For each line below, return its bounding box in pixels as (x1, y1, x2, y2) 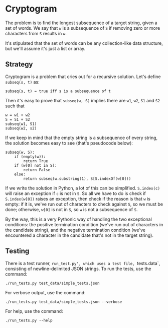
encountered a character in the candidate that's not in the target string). (5, 232, 154, 238)
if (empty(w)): (14, 154, 46, 159)
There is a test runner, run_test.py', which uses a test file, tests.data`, (5, 260, 160, 266)
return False (23, 167, 51, 172)
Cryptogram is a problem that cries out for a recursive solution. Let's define (5, 74, 161, 80)
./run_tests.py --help (5, 318, 53, 323)
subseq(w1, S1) (5, 121, 37, 126)
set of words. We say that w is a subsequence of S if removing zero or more (5, 25, 160, 31)
